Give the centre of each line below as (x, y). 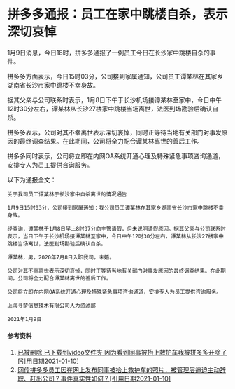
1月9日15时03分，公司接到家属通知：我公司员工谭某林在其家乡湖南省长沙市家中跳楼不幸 (115, 207)
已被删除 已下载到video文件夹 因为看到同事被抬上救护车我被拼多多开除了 (122, 353)
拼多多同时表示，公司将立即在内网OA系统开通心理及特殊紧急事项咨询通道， (116, 156)
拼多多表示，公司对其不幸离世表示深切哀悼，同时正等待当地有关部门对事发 (114, 132)
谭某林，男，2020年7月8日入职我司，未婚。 (61, 257)
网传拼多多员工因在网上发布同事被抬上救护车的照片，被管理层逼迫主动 (119, 370)
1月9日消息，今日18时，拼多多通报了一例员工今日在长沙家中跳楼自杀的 (108, 53)
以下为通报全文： (32, 179)
